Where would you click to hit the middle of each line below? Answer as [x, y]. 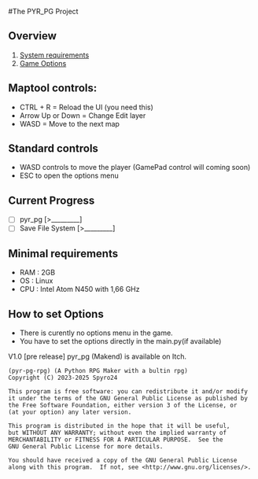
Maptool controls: [53, 88]
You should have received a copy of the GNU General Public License [123, 460]
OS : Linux [36, 281]
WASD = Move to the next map [70, 123]
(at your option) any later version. [70, 412]
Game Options [43, 63]
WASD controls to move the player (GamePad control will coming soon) [135, 168]
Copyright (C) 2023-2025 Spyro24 [63, 378]
